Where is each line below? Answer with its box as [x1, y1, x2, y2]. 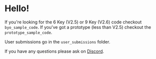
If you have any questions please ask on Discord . [4, 48, 104, 54]
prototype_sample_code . [4, 29, 53, 35]
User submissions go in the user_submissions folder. [4, 39, 110, 44]
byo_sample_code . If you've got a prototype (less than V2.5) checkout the [4, 24, 151, 30]
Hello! [4, 3, 30, 14]
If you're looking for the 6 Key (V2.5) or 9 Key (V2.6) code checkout [4, 19, 142, 25]
